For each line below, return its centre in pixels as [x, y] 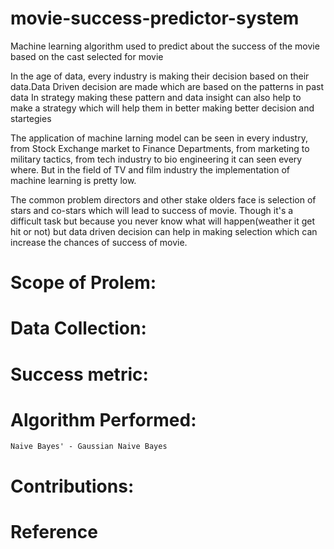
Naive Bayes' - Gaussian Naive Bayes [89, 447]
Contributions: [72, 486]
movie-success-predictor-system [155, 18]
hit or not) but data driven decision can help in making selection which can [164, 231]
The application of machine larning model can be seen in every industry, [159, 138]
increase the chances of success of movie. [99, 242]
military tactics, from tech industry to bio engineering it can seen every [156, 159]
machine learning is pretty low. [73, 180]
